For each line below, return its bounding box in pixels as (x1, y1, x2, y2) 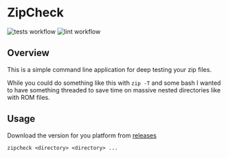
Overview (7, 47, 50, 59)
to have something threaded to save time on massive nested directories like (7, 85, 221, 94)
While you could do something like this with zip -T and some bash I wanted (7, 79, 221, 87)
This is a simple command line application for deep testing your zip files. (7, 65, 212, 73)
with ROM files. (7, 93, 50, 101)
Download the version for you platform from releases (7, 131, 157, 140)
